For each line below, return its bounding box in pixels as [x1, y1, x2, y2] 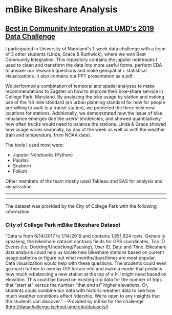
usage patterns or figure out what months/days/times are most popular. [5, 255, 156, 261]
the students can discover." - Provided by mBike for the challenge [5, 299, 144, 305]
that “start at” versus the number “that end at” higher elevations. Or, [5, 282, 148, 288]
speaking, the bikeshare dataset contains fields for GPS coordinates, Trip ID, [5, 239, 166, 245]
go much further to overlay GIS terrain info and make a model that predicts [5, 266, 163, 272]
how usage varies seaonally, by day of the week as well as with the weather [5, 127, 165, 132]
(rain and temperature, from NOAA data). [5, 132, 92, 138]
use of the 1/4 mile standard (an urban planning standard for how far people [5, 99, 165, 105]
